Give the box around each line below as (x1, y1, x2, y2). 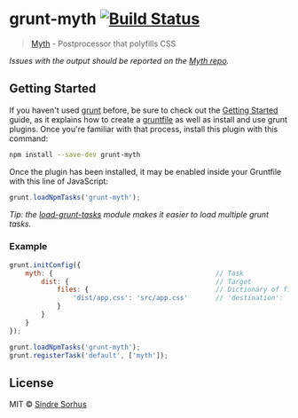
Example (9, 241, 48, 253)
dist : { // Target (41, 277, 252, 286)
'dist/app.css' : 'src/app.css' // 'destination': (72, 294, 284, 303)
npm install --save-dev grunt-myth (9, 150, 141, 159)
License (9, 375, 54, 390)
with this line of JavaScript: (9, 176, 109, 186)
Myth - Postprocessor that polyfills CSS (30, 38, 176, 49)
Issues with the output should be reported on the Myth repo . (9, 55, 230, 66)
